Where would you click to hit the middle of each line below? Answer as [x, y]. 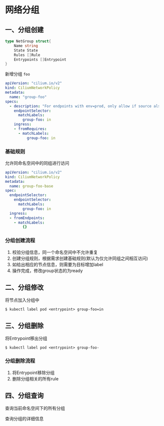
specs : [12, 101]
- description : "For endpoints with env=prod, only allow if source [81, 106]
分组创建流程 [20, 241]
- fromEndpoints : [27, 218]
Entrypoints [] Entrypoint [40, 59]
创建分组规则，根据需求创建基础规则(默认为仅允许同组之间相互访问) [80, 258]
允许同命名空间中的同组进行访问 [37, 163]
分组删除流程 [20, 361]
